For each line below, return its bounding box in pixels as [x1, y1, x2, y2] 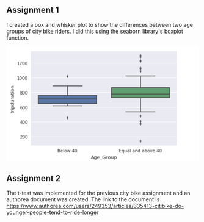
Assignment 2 [6, 173, 61, 184]
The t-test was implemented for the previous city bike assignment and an [6, 189, 191, 197]
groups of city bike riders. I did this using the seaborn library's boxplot [6, 27, 183, 35]
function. [6, 34, 29, 41]
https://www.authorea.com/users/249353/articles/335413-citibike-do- [6, 202, 184, 210]
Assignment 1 [6, 5, 59, 15]
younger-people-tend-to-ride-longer [6, 209, 99, 216]
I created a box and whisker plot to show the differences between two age [6, 21, 194, 28]
